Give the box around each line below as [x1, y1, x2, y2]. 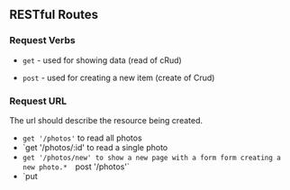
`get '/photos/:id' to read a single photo [22, 141, 168, 152]
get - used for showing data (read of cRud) [22, 54, 182, 66]
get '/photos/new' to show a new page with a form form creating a [22, 153, 281, 162]
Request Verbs [9, 34, 76, 47]
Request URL [9, 95, 68, 107]
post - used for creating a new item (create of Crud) [22, 72, 215, 83]
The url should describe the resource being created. [9, 114, 204, 125]
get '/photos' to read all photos [22, 132, 142, 143]
